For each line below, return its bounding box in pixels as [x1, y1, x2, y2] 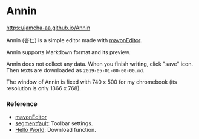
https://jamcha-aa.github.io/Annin [6, 24, 91, 31]
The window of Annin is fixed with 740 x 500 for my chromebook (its [6, 78, 177, 85]
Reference [6, 99, 38, 108]
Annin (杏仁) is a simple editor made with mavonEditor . [6, 36, 142, 43]
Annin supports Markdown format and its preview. [6, 48, 131, 55]
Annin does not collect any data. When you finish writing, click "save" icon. [6, 60, 194, 67]
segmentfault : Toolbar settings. [15, 120, 93, 127]
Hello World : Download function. [15, 126, 97, 134]
